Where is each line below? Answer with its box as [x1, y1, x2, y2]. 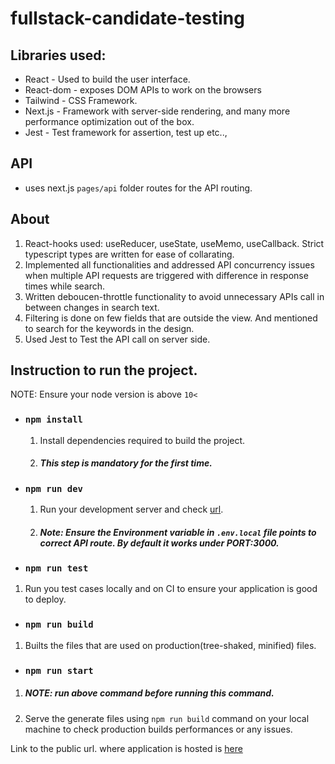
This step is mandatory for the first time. [39, 457, 213, 469]
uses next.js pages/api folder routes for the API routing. [24, 182, 253, 194]
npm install [24, 414, 83, 426]
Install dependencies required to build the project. [39, 434, 246, 446]
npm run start [24, 665, 94, 676]
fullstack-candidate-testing [10, 7, 245, 30]
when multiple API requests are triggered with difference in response [24, 269, 309, 281]
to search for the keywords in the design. [24, 322, 195, 334]
